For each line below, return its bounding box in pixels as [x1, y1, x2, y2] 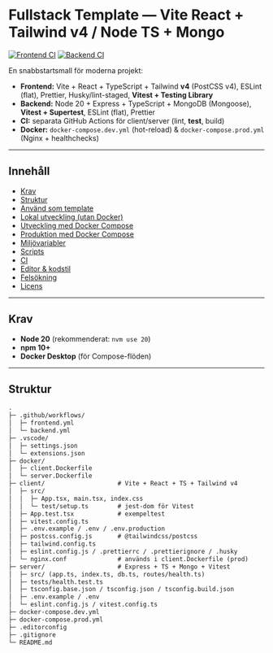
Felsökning [19, 272, 58, 282]
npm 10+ [19, 342, 51, 352]
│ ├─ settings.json [8, 442, 79, 450]
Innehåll [8, 164, 50, 178]
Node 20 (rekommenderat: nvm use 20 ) [19, 333, 151, 343]
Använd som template [19, 203, 94, 213]
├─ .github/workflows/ [8, 411, 85, 420]
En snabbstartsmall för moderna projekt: [8, 65, 144, 75]
